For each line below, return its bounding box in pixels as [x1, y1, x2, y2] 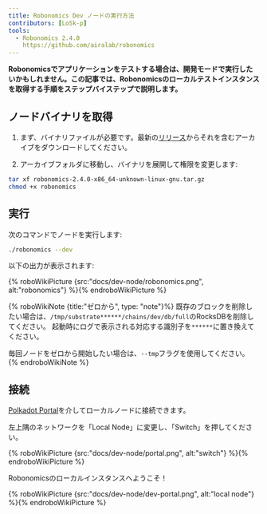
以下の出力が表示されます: [8, 261, 95, 271]
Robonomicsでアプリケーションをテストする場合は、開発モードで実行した [8, 65, 253, 74]
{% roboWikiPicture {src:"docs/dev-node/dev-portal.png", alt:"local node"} [8, 489, 255, 499]
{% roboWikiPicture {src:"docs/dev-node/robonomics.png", [8, 277, 204, 287]
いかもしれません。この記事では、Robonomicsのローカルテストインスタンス [8, 74, 260, 84]
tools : [8, 26, 30, 34]
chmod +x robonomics [8, 183, 77, 191]
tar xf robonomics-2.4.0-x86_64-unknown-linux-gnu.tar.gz [8, 175, 205, 184]
